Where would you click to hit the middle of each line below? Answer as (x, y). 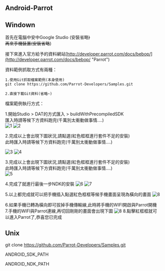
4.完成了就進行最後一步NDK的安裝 (40, 184)
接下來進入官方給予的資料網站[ (36, 54)
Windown (20, 25)
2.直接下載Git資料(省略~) (29, 94)
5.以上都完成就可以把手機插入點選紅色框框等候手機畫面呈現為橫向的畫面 (78, 195)
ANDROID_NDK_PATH (27, 264)
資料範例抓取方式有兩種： (31, 70)
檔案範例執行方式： (25, 103)
